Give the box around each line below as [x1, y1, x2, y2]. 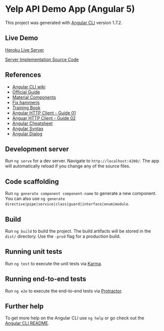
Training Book [12, 105, 41, 110]
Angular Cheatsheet [12, 120, 53, 126]
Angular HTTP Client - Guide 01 [12, 110, 76, 116]
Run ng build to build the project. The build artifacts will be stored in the [5, 228, 151, 234]
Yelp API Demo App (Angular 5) [5, 3, 135, 15]
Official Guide [12, 89, 40, 95]
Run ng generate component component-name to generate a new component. [5, 191, 157, 196]
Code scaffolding [5, 177, 59, 186]
